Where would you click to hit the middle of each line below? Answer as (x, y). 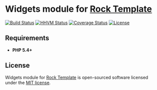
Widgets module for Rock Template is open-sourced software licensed (77, 77)
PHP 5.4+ (22, 50)
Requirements (27, 38)
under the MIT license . (28, 83)
